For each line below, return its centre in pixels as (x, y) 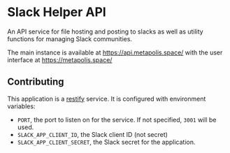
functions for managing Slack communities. (70, 38)
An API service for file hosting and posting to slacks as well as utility (106, 31)
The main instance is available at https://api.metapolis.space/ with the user (115, 52)
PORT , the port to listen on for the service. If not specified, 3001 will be (117, 119)
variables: (21, 106)
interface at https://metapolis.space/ (60, 59)
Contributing (36, 82)
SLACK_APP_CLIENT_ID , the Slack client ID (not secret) (92, 134)
